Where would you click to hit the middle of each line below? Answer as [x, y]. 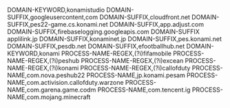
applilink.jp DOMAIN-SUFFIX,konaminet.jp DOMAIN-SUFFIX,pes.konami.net [114, 39]
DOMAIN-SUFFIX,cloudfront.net [145, 17]
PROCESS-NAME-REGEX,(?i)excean [132, 60]
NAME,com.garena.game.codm [52, 90]
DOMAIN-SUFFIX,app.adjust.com [157, 24]
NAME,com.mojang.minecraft [49, 97]
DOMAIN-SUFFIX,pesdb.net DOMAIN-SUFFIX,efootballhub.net [96, 46]
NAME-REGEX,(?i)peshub [43, 60]
